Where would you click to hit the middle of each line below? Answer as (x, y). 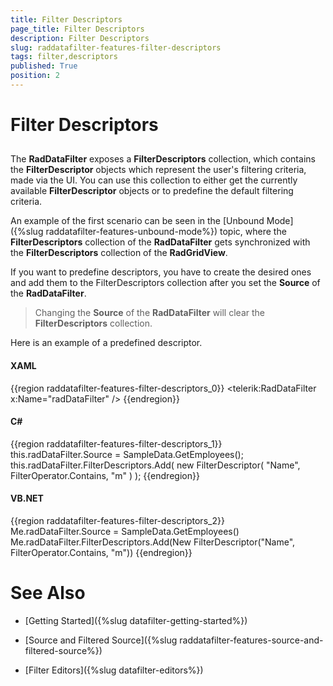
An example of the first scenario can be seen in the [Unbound (137, 221)
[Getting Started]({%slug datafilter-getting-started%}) (136, 620)
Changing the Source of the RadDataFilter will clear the (149, 313)
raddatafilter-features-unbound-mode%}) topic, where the (166, 232)
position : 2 (35, 76)
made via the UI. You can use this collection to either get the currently (154, 180)
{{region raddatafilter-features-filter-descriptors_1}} (116, 443)
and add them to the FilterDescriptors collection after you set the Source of (165, 283)
